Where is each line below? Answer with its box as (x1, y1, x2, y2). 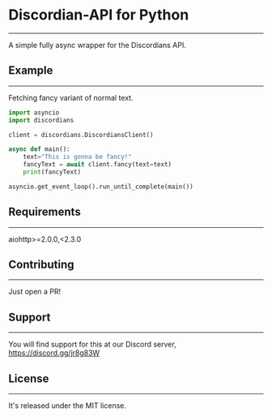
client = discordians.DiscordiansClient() (8, 131, 154, 139)
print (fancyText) (23, 168, 82, 176)
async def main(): (8, 145, 70, 153)
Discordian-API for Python (8, 6, 189, 24)
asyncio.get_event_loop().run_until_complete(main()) (8, 183, 194, 191)
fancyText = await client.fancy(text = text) (23, 161, 172, 169)
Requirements (8, 205, 81, 219)
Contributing (8, 257, 74, 271)
